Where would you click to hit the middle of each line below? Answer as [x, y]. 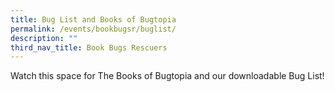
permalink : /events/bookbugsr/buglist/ [93, 29]
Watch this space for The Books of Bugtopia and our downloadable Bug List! [167, 76]
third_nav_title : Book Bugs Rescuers [89, 47]
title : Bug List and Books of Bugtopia [93, 19]
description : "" [44, 38]
